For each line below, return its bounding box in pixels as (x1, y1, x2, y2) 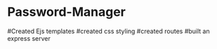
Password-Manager (7, 4, 126, 20)
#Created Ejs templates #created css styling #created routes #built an (7, 27, 210, 35)
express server (7, 34, 51, 42)
